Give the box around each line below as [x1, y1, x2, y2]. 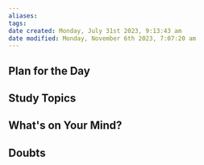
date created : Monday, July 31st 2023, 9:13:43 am [8, 27, 182, 35]
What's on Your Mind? [8, 118, 123, 133]
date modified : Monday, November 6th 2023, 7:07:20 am [8, 34, 197, 43]
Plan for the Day [8, 64, 90, 77]
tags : [8, 19, 27, 27]
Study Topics [8, 92, 77, 105]
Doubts [8, 146, 46, 159]
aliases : [8, 11, 38, 20]
